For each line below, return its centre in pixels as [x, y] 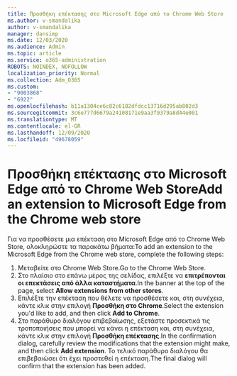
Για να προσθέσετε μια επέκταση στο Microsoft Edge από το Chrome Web [116, 239]
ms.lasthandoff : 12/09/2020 [49, 133]
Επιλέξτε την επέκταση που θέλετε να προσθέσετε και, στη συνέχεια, [121, 298]
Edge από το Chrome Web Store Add [115, 189]
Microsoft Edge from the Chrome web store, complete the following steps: [116, 254]
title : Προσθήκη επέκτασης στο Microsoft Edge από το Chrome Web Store [115, 14]
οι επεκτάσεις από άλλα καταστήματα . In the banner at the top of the [121, 283]
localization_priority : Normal [54, 73]
